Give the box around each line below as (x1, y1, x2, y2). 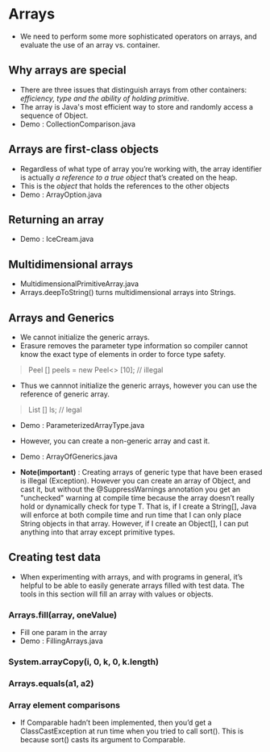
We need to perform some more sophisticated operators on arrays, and (19, 31, 257, 41)
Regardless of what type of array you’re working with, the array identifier (19, 164, 262, 173)
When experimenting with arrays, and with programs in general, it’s (19, 571, 243, 581)
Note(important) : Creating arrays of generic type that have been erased (19, 467, 263, 476)
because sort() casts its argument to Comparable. (19, 735, 186, 745)
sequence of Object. (19, 110, 89, 120)
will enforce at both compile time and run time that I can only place (19, 510, 242, 520)
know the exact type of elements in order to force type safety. (19, 350, 226, 359)
